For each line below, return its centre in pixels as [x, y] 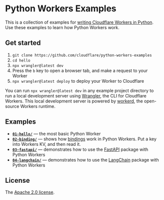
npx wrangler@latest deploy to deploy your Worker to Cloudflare [78, 81]
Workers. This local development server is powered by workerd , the [74, 101]
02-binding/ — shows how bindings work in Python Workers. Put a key [84, 139]
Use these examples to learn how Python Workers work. [62, 27]
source [12, 106]
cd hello [21, 60]
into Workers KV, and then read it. [46, 144]
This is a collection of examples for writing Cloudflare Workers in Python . [80, 22]
